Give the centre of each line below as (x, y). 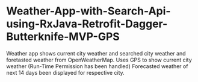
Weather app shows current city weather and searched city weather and (96, 53)
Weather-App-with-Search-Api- (88, 11)
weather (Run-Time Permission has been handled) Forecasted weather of (97, 66)
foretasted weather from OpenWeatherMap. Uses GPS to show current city (99, 60)
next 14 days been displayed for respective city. (65, 72)
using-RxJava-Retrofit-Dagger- (87, 24)
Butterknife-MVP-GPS (63, 37)
